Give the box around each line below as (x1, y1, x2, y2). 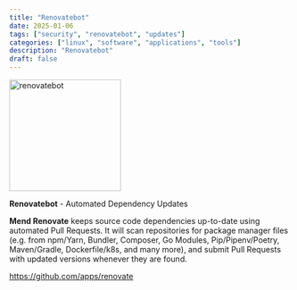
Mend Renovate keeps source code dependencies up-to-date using (9, 216, 260, 226)
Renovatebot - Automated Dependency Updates (9, 198, 189, 209)
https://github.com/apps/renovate (9, 271, 134, 281)
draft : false (9, 54, 58, 63)
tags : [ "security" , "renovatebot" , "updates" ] (9, 29, 186, 38)
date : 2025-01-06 (9, 21, 74, 30)
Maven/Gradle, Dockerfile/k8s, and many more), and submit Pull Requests (9, 244, 282, 254)
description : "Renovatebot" (9, 46, 114, 55)
